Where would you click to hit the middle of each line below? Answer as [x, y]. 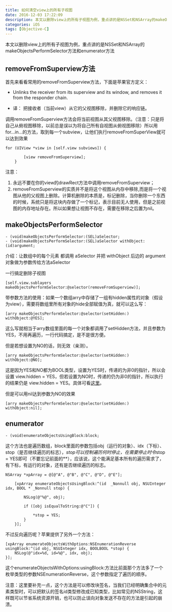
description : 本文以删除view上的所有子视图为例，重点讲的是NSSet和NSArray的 [81, 20]
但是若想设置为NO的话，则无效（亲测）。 [48, 346]
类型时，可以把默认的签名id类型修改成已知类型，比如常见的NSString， [84, 591]
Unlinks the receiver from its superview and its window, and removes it [87, 92]
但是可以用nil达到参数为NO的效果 [40, 394]
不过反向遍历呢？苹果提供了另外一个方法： [50, 534]
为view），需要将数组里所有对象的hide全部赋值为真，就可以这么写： [77, 304]
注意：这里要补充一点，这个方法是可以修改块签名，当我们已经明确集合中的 [84, 585]
